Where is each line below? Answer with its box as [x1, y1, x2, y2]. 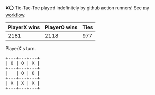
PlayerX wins [8, 24, 40, 31]
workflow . [5, 12, 26, 18]
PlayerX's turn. [5, 45, 36, 51]
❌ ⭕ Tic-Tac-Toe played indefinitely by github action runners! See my [5, 5, 150, 11]
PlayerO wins [45, 24, 78, 31]
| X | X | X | [5, 80, 40, 86]
